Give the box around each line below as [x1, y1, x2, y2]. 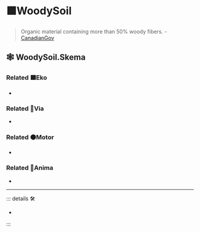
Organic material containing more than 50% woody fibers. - [20, 27, 167, 35]
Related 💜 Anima [6, 164, 54, 172]
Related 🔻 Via [6, 104, 44, 113]
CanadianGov [20, 34, 55, 41]
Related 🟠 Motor [6, 133, 55, 141]
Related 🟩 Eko [6, 73, 48, 82]
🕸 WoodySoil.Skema [6, 52, 86, 63]
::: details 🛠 [6, 194, 36, 202]
